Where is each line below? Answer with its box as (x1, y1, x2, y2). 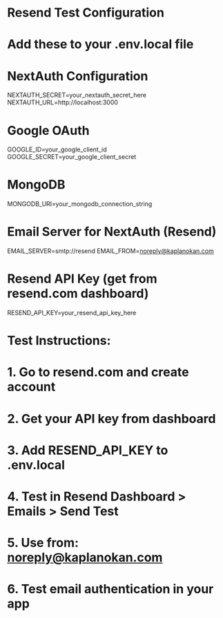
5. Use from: (7, 535, 79, 551)
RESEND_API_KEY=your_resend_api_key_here (7, 309, 137, 317)
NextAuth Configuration (7, 68, 148, 84)
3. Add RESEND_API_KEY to (7, 442, 168, 458)
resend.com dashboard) (7, 285, 149, 301)
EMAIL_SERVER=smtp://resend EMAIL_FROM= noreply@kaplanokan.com (7, 247, 214, 255)
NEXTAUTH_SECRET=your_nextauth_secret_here (7, 91, 147, 100)
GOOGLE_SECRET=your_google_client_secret (7, 153, 137, 161)
